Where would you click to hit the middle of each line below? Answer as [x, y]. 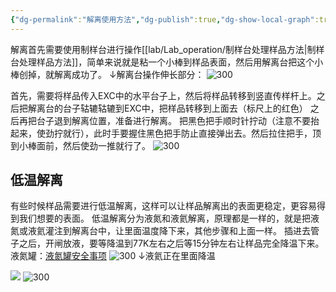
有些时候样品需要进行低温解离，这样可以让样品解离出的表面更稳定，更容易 [163, 206]
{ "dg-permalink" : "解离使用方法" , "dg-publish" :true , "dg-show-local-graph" [162, 19]
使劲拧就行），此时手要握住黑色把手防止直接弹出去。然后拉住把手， [174, 133]
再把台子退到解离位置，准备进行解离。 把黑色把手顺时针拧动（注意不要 [164, 120]
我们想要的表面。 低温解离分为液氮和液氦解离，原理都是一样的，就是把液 [169, 218]
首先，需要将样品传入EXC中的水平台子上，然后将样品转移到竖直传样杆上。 [163, 95]
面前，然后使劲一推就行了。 [93, 145]
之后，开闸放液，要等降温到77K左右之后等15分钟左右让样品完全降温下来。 [171, 243]
